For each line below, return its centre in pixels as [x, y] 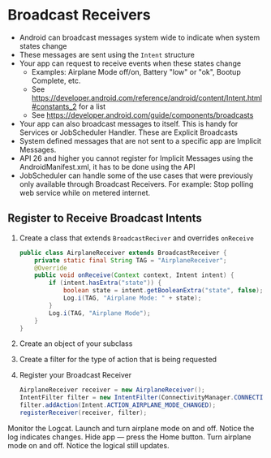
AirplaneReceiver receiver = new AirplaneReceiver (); [112, 390]
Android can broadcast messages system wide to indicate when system [140, 37]
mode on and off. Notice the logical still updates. [88, 445]
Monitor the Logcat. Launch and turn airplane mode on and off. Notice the [131, 428]
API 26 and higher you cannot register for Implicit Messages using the [136, 158]
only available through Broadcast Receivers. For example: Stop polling [136, 184]
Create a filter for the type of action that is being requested [118, 360]
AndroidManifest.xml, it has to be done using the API [107, 166]
